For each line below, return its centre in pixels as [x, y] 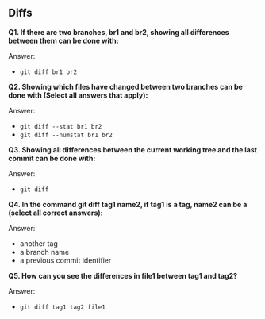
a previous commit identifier [65, 260]
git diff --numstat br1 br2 [66, 135]
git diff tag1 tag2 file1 [62, 307]
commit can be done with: [52, 158]
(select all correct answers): [56, 213]
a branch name [44, 252]
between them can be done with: [63, 40]
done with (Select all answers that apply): [78, 95]
